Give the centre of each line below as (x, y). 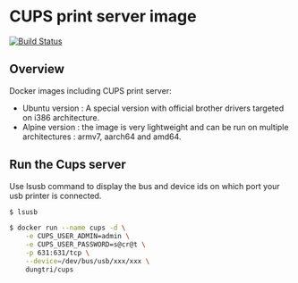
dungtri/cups (50, 270)
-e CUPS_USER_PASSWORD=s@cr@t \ (85, 245)
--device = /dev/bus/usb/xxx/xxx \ (88, 261)
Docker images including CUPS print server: (90, 90)
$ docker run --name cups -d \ (68, 228)
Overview (37, 69)
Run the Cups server (68, 165)
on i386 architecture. (61, 117)
